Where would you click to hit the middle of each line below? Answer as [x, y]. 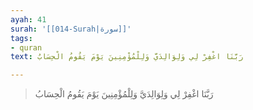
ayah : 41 [28, 19]
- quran [26, 47]
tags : [21, 38]
